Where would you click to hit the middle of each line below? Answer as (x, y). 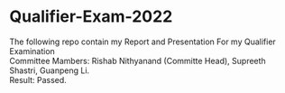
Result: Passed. (38, 79)
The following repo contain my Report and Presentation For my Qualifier (143, 42)
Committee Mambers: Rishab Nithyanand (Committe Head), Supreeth (138, 60)
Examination (32, 51)
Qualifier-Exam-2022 (91, 17)
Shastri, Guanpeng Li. (50, 70)
